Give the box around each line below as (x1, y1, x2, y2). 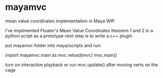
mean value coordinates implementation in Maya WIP (5, 18, 115, 24)
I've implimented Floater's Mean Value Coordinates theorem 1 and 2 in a (5, 27, 153, 33)
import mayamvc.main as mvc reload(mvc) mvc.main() (5, 52, 117, 58)
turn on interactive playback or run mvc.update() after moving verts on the (5, 62, 158, 68)
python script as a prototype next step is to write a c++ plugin (5, 33, 132, 39)
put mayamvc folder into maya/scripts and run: (5, 42, 101, 48)
